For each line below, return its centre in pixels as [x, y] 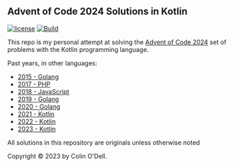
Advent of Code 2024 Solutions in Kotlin [98, 12]
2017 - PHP [34, 84]
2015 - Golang [38, 76]
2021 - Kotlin [36, 114]
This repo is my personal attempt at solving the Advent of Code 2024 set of [117, 42]
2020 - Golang [39, 106]
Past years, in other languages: [52, 63]
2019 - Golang [38, 99]
